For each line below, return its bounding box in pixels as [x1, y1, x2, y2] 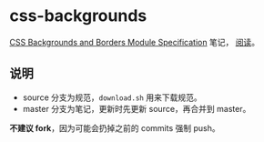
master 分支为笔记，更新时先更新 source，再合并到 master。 [22, 103, 251, 114]
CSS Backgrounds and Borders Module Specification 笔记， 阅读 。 [9, 36, 260, 47]
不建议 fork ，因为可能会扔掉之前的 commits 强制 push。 [9, 122, 220, 133]
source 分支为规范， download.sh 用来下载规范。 [22, 92, 202, 103]
